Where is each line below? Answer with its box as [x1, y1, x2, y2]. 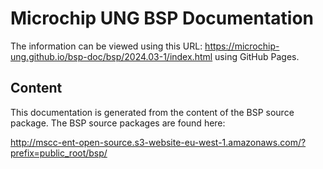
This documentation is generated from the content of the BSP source [10, 106, 295, 118]
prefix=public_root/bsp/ [10, 147, 108, 159]
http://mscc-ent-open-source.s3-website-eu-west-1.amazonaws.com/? [10, 136, 307, 148]
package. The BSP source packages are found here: [10, 117, 226, 129]
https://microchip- [204, 40, 280, 52]
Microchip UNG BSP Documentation [10, 7, 314, 30]
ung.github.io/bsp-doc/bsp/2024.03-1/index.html [10, 50, 213, 62]
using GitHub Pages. [214, 50, 300, 62]
